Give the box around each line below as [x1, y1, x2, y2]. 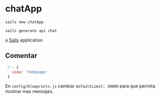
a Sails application [5, 37, 43, 43]
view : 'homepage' [12, 69, 49, 74]
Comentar [5, 51, 38, 60]
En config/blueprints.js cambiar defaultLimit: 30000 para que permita [5, 83, 155, 89]
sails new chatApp [5, 19, 44, 24]
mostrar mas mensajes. [5, 88, 54, 94]
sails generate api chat [5, 28, 57, 33]
